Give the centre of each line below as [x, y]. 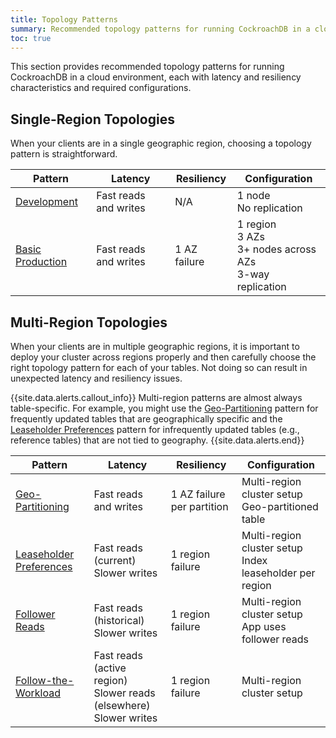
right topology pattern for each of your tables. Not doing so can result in [159, 367]
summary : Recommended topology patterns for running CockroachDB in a [160, 29]
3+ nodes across [276, 249]
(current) [115, 560]
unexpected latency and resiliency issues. [96, 378]
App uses [264, 626]
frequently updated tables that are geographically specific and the [146, 419]
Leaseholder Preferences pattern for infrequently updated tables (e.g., [155, 429]
